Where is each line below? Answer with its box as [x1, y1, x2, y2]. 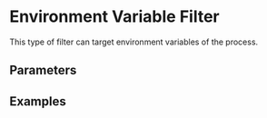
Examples [9, 93, 66, 109]
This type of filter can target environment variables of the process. [9, 36, 259, 47]
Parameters [9, 63, 77, 78]
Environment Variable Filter [9, 6, 220, 27]
